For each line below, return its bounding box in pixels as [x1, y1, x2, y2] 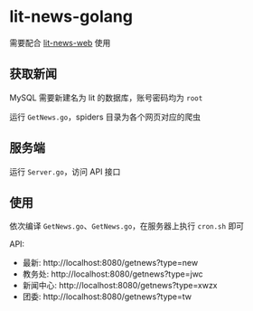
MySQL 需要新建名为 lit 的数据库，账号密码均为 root [9, 92, 203, 103]
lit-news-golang [9, 6, 134, 27]
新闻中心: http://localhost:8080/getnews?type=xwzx [22, 280, 219, 291]
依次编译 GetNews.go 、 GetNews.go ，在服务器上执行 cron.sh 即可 [9, 221, 245, 231]
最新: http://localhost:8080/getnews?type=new [22, 258, 199, 269]
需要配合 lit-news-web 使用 [9, 37, 111, 48]
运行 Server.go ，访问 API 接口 [9, 165, 121, 177]
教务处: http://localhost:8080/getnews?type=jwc [22, 269, 203, 279]
